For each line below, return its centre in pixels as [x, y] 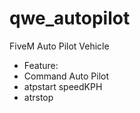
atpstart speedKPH [63, 86]
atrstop [38, 97]
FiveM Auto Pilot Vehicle [59, 46]
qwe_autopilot [70, 18]
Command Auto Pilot [66, 76]
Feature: [41, 65]
